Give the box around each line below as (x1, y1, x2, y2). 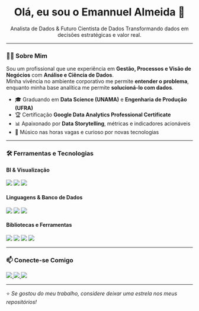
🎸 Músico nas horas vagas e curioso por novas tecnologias (14, 129, 159, 136)
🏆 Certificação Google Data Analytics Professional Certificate (14, 111, 171, 118)
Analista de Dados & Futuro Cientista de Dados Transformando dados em (10, 25, 189, 32)
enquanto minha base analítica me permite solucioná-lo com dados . (6, 84, 174, 91)
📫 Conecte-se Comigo (6, 256, 74, 264)
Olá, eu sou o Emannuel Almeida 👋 (14, 5, 185, 19)
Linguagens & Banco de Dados (6, 193, 83, 201)
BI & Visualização (6, 166, 50, 173)
